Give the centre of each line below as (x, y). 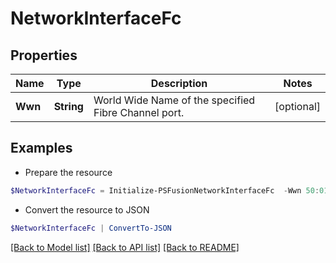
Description (179, 83)
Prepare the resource (68, 172)
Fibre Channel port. (139, 112)
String (68, 106)
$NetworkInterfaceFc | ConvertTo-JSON (91, 228)
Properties (44, 55)
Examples (41, 148)
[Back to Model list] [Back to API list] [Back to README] (125, 247)
